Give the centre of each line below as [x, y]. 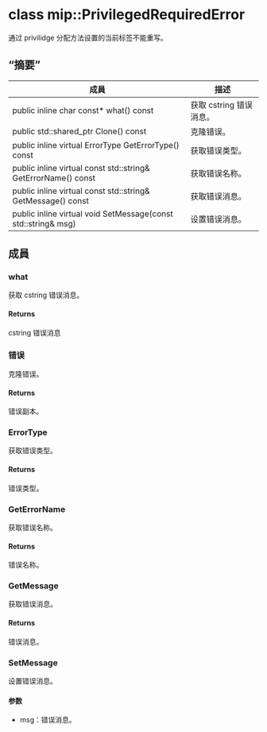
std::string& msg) [44, 223]
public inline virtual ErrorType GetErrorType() [96, 145]
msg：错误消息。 [48, 720]
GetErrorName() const [54, 178]
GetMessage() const [50, 200]
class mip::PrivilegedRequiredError [127, 15]
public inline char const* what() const [83, 110]
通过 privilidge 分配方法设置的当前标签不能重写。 [88, 37]
